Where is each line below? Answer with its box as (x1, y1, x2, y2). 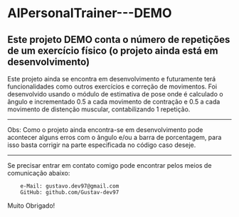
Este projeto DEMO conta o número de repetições (7, 34, 230, 46)
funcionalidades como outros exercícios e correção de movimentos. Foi (7, 82, 218, 91)
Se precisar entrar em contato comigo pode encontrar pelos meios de (7, 161, 212, 169)
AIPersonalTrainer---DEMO (7, 5, 172, 21)
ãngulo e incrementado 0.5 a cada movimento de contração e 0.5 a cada (7, 98, 221, 106)
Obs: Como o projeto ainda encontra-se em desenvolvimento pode (7, 126, 203, 133)
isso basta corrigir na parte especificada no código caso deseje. (7, 141, 196, 149)
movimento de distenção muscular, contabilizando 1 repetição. (7, 105, 191, 113)
